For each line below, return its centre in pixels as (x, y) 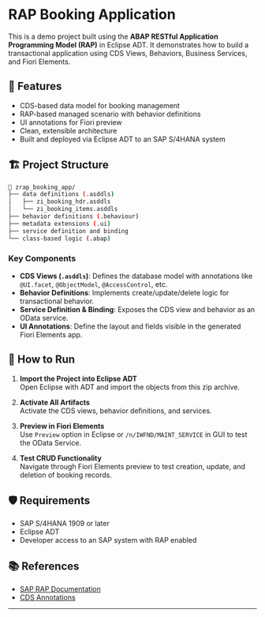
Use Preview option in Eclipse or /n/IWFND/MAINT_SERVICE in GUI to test (133, 434)
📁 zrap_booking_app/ (42, 187)
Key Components (42, 258)
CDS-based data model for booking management (99, 105)
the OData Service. (50, 442)
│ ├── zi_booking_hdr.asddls (60, 202)
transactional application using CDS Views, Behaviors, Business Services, (128, 53)
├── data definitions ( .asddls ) (61, 194)
